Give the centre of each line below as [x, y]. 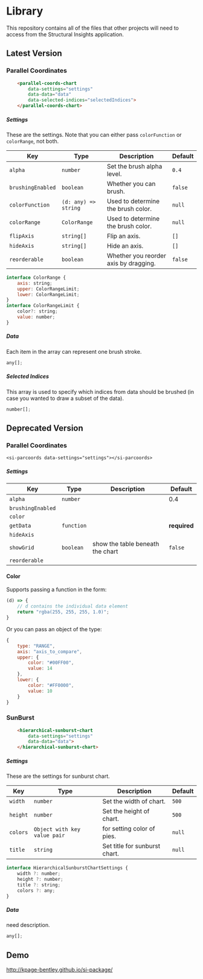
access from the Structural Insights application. [65, 34]
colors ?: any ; [36, 891]
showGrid [22, 548]
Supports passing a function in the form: [56, 589]
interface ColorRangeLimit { [43, 306]
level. [114, 174]
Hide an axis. [125, 245]
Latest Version [34, 54]
